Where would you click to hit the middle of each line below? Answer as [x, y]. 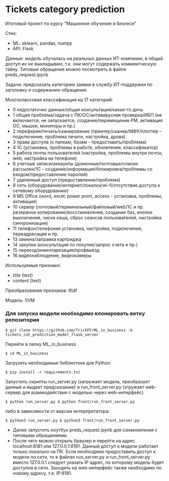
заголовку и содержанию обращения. [46, 89]
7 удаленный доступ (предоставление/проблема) [66, 179]
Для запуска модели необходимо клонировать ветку [75, 313]
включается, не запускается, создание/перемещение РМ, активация [88, 120]
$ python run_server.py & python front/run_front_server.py [70, 402]
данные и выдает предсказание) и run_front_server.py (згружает [75, 387]
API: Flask [23, 48]
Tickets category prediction [65, 9]
